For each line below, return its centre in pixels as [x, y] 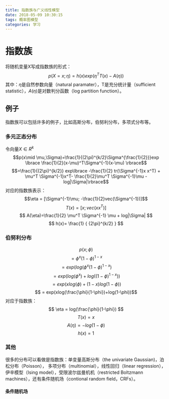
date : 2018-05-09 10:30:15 [34, 15]
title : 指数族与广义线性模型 [33, 10]
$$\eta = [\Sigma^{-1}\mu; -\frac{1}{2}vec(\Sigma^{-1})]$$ [86, 199]
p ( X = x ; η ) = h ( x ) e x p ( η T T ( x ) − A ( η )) [86, 75]
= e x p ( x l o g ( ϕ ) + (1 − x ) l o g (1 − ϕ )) [87, 284]
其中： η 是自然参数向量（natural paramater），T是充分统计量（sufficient [80, 84]
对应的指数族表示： [26, 190]
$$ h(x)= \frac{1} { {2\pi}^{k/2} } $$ [86, 223]
